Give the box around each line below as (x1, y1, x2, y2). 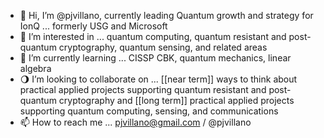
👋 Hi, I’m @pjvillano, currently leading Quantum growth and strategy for (19, 10, 314, 21)
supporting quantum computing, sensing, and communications (19, 105, 279, 117)
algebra (19, 63, 52, 74)
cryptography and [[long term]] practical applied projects (58, 95, 295, 106)
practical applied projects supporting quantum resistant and (19, 84, 267, 95)
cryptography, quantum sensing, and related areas (58, 41, 268, 53)
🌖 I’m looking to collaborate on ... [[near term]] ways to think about (19, 73, 298, 85)
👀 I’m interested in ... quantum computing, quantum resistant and (19, 31, 287, 42)
